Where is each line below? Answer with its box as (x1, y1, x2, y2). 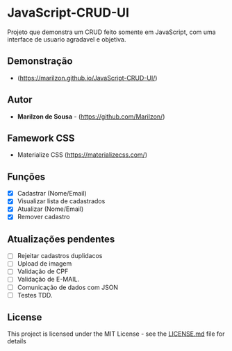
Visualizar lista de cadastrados (17, 197, 106, 205)
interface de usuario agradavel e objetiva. (7, 35, 126, 43)
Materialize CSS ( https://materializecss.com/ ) (17, 151, 148, 159)
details (7, 337, 26, 345)
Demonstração (7, 55, 73, 67)
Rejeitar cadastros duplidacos (17, 252, 103, 260)
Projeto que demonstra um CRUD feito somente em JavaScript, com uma (7, 28, 217, 36)
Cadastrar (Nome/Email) (17, 189, 87, 198)
